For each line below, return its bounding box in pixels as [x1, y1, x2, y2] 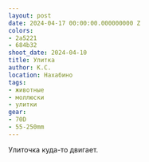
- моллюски [8, 93, 45, 101]
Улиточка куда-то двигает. [8, 144, 99, 154]
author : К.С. [8, 64, 52, 72]
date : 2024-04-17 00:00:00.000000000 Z [8, 19, 141, 27]
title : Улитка [8, 57, 56, 65]
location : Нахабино [8, 71, 73, 79]
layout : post [8, 11, 52, 20]
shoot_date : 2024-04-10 [8, 49, 88, 57]
